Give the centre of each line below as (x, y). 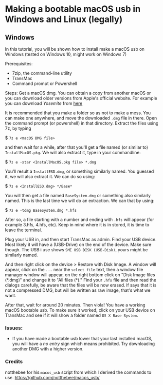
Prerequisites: (19, 64)
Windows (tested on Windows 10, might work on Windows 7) (66, 54)
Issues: (14, 328)
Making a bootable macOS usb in (73, 9)
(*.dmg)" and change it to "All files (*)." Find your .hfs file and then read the (81, 280)
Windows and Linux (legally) (64, 19)
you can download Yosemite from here (44, 103)
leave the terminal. (24, 230)
